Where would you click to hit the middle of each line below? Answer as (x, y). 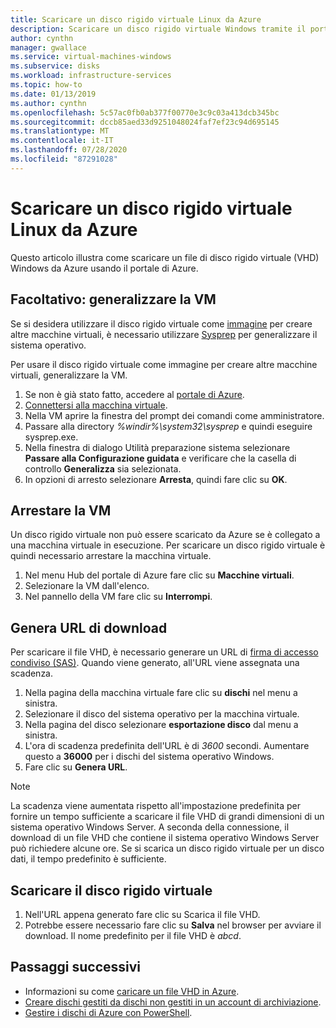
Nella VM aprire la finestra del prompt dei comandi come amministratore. (174, 415)
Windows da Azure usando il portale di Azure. (104, 268)
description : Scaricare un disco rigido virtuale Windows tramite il (158, 29)
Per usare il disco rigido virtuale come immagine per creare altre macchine (164, 364)
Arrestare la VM (61, 510)
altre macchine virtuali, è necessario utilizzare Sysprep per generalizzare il (164, 334)
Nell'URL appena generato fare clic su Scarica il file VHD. (142, 914)
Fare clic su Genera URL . (76, 767)
